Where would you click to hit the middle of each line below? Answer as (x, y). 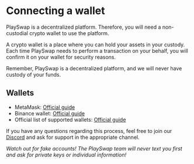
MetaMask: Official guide (45, 107)
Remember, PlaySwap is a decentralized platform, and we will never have (94, 68)
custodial (17, 33)
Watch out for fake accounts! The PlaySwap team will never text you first (94, 148)
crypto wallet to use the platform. (69, 33)
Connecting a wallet (56, 11)
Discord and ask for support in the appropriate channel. (73, 137)
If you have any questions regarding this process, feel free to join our (89, 131)
